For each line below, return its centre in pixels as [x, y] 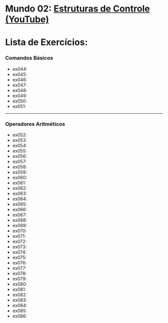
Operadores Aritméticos [35, 124]
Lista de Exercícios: [46, 42]
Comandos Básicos [29, 58]
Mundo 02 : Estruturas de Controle [77, 9]
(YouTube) [27, 19]
